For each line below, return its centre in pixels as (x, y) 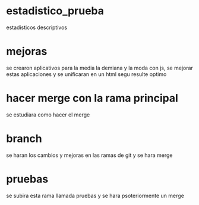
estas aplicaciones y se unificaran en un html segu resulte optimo (86, 74)
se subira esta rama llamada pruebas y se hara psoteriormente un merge (95, 195)
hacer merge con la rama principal (92, 98)
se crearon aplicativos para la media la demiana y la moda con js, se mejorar (99, 68)
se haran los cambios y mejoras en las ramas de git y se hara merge (89, 155)
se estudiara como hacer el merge (48, 115)
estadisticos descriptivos (37, 27)
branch (24, 138)
